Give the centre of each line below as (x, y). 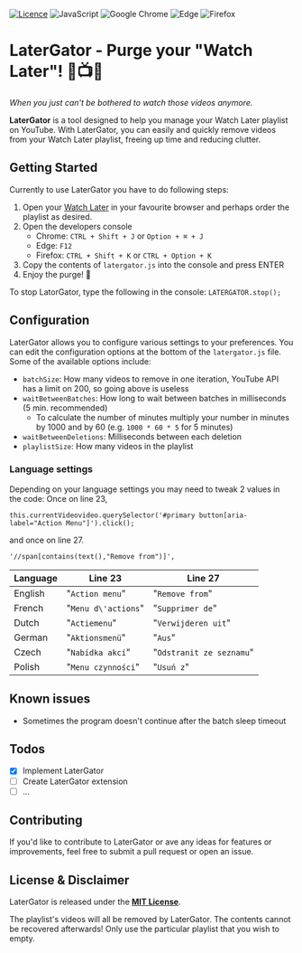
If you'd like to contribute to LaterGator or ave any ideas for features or (141, 842)
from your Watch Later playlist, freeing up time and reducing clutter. (135, 139)
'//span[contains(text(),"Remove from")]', (92, 556)
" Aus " (164, 637)
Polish (27, 666)
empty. (23, 939)
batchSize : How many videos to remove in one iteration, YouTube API (151, 379)
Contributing (46, 821)
